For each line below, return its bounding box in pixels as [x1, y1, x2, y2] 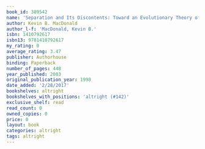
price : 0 [6, 116, 29, 122]
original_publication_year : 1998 [6, 77, 92, 83]
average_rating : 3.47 [6, 49, 62, 55]
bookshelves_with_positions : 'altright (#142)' [6, 94, 130, 100]
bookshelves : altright [6, 88, 64, 94]
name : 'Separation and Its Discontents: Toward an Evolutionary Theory [6, 15, 192, 21]
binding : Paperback [6, 60, 56, 66]
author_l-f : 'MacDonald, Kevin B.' [6, 26, 97, 32]
